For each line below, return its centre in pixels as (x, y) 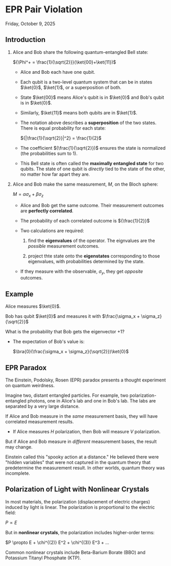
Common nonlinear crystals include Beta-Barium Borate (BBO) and (75, 552)
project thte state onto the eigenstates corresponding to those (94, 256)
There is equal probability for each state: (63, 128)
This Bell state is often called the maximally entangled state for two (92, 163)
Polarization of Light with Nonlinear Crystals (77, 489)
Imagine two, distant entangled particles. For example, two (67, 395)
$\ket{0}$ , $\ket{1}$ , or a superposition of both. (71, 87)
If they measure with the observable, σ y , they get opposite (81, 272)
